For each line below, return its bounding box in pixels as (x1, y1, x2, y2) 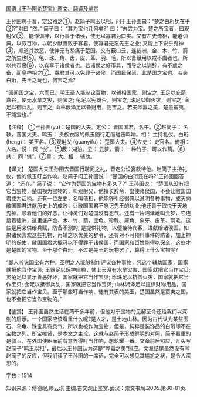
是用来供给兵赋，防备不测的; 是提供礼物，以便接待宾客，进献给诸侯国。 (11, 224, 184, 231)
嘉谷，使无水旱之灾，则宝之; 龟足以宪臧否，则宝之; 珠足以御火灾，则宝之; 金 (6, 96, 190, 103)
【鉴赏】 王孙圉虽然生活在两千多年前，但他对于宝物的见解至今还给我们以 (6, 308, 182, 315)
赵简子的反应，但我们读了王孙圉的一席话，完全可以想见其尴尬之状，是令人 (6, 352, 186, 359)
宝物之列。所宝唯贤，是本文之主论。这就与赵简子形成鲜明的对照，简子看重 (6, 330, 186, 337)
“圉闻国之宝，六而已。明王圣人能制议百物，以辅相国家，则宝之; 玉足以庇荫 (6, 89, 186, 96)
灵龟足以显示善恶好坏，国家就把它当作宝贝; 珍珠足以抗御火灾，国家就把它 (6, 273, 184, 281)
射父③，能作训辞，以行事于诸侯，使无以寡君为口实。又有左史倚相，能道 (6, 32, 183, 39)
